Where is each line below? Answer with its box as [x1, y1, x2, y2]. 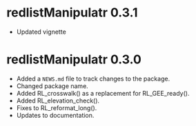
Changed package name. [16, 81, 89, 90]
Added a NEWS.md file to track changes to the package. [16, 74, 170, 83]
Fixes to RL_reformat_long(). [16, 103, 97, 112]
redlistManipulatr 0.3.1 [6, 5, 138, 21]
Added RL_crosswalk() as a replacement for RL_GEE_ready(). [16, 89, 190, 97]
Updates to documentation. [16, 111, 95, 119]
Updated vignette [16, 28, 66, 36]
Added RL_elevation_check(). [16, 96, 100, 105]
